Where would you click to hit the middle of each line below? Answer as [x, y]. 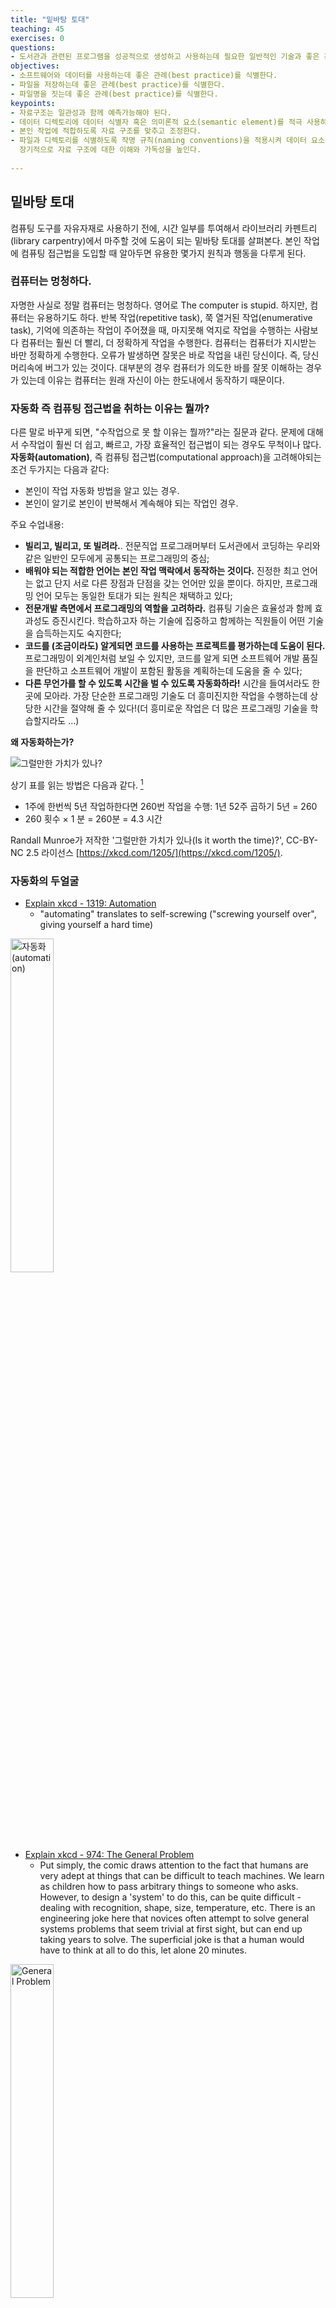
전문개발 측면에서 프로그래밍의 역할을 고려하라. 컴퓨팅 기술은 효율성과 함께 [168, 608]
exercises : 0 [37, 38]
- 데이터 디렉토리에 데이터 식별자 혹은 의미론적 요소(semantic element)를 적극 [156, 122]
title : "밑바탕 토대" [50, 19]
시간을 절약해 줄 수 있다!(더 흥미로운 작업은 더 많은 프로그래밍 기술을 [175, 708]
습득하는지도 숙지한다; [78, 633]
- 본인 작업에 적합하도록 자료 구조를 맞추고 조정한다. [106, 131]
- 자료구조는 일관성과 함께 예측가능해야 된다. [91, 112]
